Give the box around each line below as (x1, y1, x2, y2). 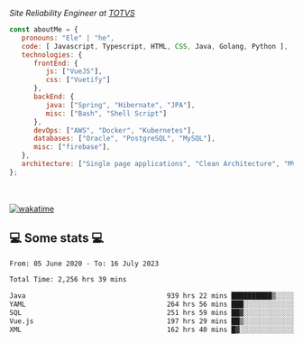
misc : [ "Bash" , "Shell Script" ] (45, 108, 168, 118)
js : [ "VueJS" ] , (45, 67, 103, 76)
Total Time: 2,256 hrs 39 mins (9, 275, 127, 284)
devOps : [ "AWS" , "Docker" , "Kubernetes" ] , (32, 125, 196, 134)
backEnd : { (32, 92, 75, 101)
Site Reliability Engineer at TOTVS (9, 8, 135, 18)
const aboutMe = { (9, 25, 78, 34)
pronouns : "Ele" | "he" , (21, 33, 115, 42)
